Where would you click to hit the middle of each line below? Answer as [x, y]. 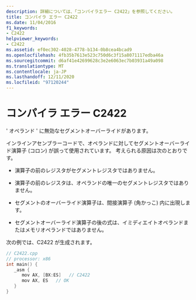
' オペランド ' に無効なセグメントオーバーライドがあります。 [79, 130]
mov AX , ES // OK [45, 281]
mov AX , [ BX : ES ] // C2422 [56, 275]
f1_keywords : [22, 28]
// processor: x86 [28, 259]
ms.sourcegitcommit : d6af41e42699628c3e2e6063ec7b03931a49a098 [85, 60]
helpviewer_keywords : [32, 39]
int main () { [22, 264]
